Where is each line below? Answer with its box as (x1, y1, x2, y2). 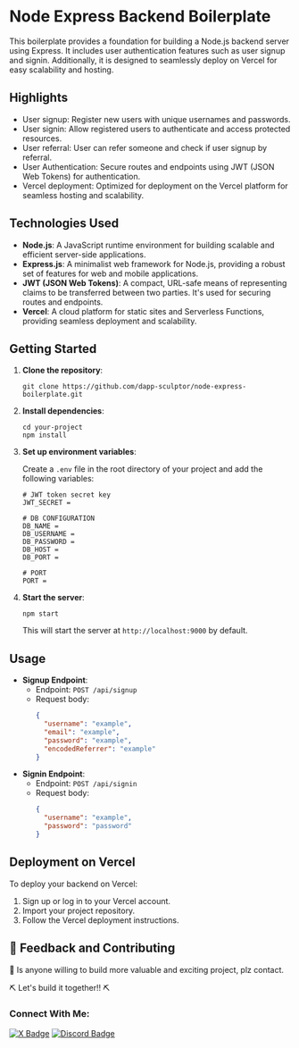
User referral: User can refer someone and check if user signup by (21, 142, 268, 153)
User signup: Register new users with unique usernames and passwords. (21, 113, 291, 124)
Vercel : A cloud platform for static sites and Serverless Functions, (21, 306, 265, 316)
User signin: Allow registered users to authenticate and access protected (21, 123, 291, 134)
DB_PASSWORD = (21, 538, 75, 547)
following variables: (21, 474, 95, 484)
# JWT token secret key (21, 490, 112, 499)
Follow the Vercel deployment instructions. (21, 914, 179, 926)
